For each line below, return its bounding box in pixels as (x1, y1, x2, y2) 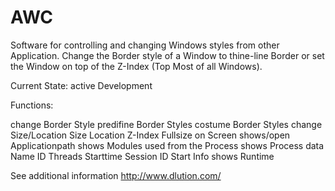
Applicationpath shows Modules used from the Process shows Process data (10, 139, 325, 151)
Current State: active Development (10, 79, 153, 91)
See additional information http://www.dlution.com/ (10, 169, 222, 181)
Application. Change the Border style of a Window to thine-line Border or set (10, 49, 325, 61)
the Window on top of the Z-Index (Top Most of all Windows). (10, 60, 263, 72)
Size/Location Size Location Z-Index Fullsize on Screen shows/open (10, 129, 291, 141)
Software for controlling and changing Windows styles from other (10, 39, 280, 51)
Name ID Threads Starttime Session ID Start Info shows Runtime (10, 150, 275, 162)
